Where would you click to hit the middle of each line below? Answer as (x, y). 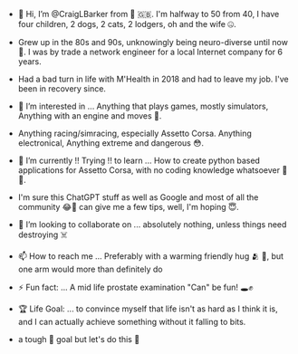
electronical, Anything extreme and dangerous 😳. (111, 143)
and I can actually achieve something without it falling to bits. (132, 322)
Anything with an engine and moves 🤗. (90, 116)
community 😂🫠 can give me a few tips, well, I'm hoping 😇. (129, 207)
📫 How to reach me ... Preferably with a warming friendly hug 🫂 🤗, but (150, 256)
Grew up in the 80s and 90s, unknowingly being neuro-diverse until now (153, 42)
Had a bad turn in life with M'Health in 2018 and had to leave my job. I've (153, 79)
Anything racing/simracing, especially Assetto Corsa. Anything (135, 133)
